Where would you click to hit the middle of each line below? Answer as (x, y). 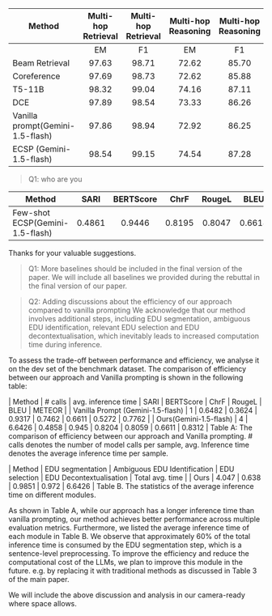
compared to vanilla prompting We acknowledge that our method (136, 310)
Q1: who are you (55, 179)
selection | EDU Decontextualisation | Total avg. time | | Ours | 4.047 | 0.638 (135, 478)
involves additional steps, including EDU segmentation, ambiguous (139, 319)
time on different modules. (52, 495)
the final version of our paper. (78, 286)
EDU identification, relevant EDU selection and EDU (114, 327)
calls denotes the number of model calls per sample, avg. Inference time (129, 445)
